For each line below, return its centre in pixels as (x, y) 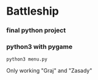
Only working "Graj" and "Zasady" (49, 71)
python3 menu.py (27, 59)
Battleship (33, 11)
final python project (36, 31)
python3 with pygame (40, 47)
